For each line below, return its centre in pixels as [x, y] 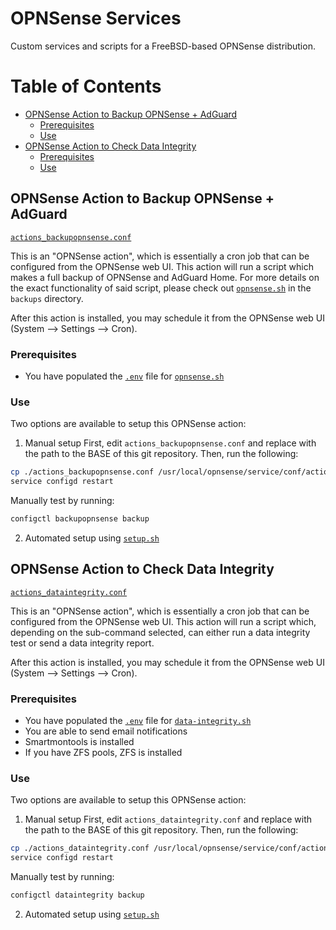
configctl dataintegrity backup [77, 895]
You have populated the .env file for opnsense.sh [124, 376]
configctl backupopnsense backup [80, 519]
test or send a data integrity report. [82, 643]
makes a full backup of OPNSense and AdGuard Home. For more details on [165, 277]
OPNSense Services [96, 18]
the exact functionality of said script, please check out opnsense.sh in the [161, 288]
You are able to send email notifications [106, 731]
